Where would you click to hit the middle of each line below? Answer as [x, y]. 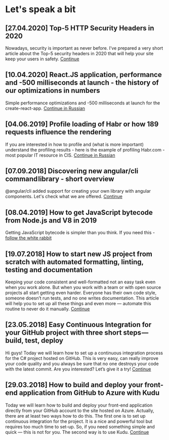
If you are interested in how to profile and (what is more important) [75, 144]
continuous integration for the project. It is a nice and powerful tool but [79, 421]
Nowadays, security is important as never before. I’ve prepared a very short [84, 48]
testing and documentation [49, 270]
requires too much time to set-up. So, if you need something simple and [80, 426]
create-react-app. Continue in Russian [45, 108]
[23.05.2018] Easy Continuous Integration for [78, 325]
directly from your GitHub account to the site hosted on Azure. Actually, [80, 410]
